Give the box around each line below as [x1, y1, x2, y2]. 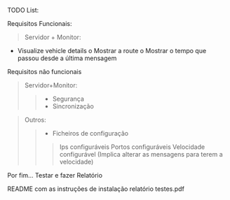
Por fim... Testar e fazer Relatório [7, 171, 103, 179]
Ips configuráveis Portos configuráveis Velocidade [59, 143, 205, 151]
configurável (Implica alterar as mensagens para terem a [59, 150, 223, 158]
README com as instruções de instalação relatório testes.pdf [7, 185, 184, 193]
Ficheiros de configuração [52, 129, 128, 137]
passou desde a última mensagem [17, 54, 117, 62]
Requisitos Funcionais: [7, 20, 72, 27]
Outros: [24, 115, 47, 124]
